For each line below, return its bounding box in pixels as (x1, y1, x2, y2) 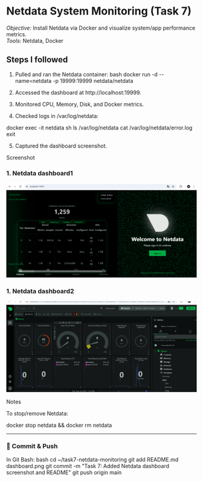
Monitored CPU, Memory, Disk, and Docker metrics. (14, 100, 144, 108)
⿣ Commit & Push (6, 442, 58, 451)
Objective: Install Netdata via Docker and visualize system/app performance (6, 24, 196, 31)
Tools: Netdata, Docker (6, 37, 63, 44)
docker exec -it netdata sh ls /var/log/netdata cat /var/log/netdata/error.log (6, 124, 193, 131)
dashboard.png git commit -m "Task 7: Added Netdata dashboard (6, 462, 170, 469)
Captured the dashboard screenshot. (14, 142, 108, 149)
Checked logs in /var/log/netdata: (14, 112, 98, 119)
